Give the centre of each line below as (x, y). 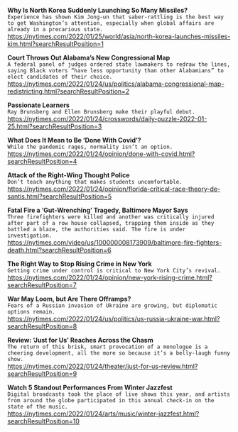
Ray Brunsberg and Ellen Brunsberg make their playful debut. (101, 112)
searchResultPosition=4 (42, 161)
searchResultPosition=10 (44, 421)
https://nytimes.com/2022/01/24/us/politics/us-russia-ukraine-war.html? (114, 319)
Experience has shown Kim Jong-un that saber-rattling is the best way (115, 17)
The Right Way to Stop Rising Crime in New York (80, 264)
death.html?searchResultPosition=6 (59, 250)
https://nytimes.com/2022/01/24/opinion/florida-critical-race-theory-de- (114, 189)
